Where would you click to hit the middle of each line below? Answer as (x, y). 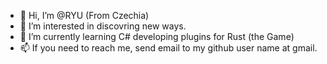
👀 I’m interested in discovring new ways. (103, 26)
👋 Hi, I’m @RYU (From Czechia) (84, 15)
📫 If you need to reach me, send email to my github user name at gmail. (168, 48)
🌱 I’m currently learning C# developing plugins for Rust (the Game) (157, 36)
